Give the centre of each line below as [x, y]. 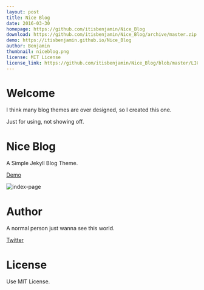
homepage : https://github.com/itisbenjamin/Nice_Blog [76, 29]
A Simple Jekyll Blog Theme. [42, 163]
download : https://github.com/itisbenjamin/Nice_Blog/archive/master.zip [102, 35]
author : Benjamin [28, 46]
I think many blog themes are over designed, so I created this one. [89, 110]
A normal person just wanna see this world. [60, 228]
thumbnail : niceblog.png [38, 52]
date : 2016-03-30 [28, 23]
